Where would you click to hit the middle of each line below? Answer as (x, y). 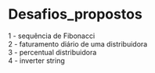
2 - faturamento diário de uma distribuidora (78, 43)
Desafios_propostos (75, 14)
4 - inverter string (36, 61)
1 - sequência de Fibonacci (52, 36)
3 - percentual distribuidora (52, 52)
